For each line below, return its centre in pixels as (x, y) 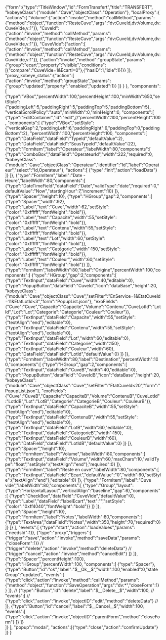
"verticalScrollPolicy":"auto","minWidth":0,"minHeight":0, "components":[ (80, 112)
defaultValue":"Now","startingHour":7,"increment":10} (59, 191)
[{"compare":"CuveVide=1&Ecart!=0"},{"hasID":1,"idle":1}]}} (66, 70)
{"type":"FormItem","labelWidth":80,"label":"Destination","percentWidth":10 (82, 359)
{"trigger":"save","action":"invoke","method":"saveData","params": (73, 538)
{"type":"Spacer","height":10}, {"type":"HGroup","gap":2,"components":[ (79, 196)
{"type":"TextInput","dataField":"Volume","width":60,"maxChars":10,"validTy (82, 459)
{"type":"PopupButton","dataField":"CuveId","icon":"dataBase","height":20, (81, 286)
